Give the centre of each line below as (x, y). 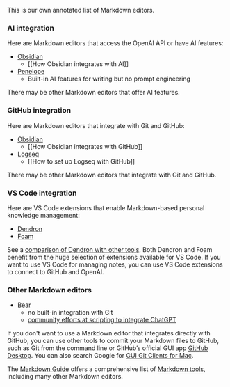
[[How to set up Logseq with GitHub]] (81, 161)
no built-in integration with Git (70, 313)
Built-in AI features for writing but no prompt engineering (109, 79)
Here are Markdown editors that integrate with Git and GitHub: (96, 125)
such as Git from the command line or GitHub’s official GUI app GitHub (108, 348)
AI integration (31, 28)
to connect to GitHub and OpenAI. (56, 271)
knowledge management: (43, 215)
